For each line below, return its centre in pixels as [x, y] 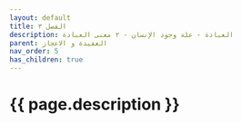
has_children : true [46, 60]
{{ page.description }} [95, 104]
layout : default [40, 18]
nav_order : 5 [34, 52]
